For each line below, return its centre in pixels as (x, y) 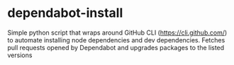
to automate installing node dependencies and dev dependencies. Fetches (116, 40)
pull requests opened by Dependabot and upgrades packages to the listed (116, 47)
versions (20, 55)
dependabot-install (65, 13)
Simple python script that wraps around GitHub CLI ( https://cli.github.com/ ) (117, 32)
